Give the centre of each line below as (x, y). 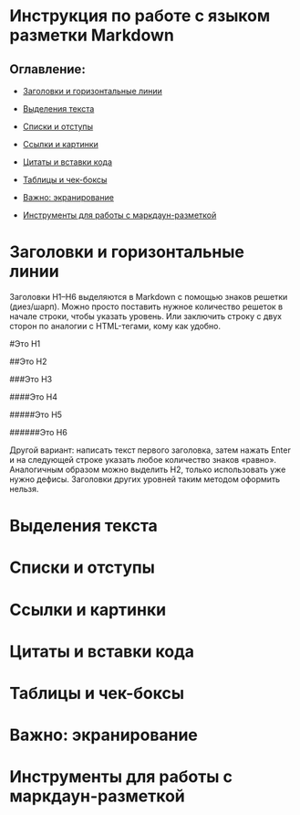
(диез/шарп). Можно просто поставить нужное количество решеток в (146, 306)
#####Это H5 (36, 414)
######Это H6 (39, 432)
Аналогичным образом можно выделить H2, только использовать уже (148, 469)
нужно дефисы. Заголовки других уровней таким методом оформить (145, 479)
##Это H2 (28, 361)
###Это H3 (31, 379)
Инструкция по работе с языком (140, 16)
